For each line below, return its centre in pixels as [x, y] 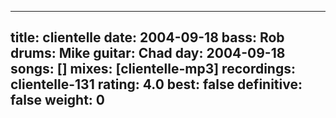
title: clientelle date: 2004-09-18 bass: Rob [147, 37]
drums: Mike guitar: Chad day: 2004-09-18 [148, 53]
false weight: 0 [58, 100]
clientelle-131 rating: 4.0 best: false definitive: [156, 84]
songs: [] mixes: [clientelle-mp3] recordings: [153, 69]
